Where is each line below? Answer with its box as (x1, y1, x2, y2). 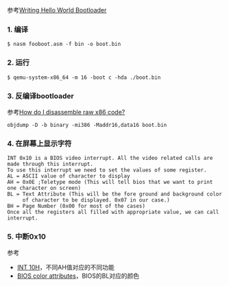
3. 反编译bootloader (7, 91, 74, 101)
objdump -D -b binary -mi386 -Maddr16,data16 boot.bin (7, 121, 167, 128)
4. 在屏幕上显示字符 (7, 139, 72, 148)
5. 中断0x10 (7, 232, 46, 241)
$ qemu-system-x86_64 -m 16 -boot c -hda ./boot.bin (7, 74, 161, 81)
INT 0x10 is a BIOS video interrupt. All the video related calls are (7, 155, 213, 162)
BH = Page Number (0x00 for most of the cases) (7, 203, 146, 210)
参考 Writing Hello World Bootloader (7, 6, 107, 14)
